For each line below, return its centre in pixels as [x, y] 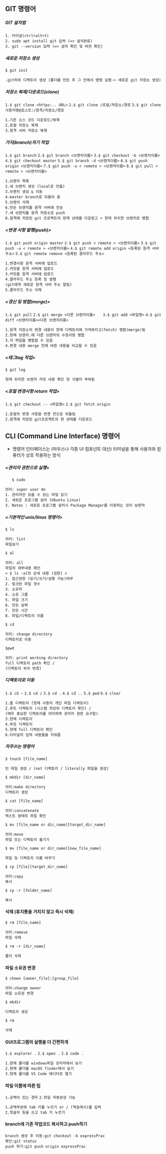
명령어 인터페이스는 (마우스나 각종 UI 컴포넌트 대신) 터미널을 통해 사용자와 [84, 449]
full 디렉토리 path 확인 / [30, 663]
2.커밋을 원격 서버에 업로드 [30, 269]
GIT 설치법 [15, 22]
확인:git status [21, 1141]
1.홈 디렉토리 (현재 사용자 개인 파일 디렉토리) [47, 703]
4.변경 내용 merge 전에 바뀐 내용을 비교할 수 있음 [51, 346]
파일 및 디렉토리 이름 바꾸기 [30, 858]
